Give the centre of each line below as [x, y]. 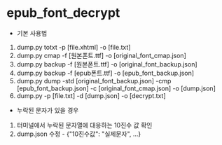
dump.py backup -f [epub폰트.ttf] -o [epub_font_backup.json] [105, 73]
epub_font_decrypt [63, 13]
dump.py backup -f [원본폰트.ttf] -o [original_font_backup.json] [107, 64]
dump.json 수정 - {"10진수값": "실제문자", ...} [79, 134]
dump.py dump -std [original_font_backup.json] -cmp [94, 81]
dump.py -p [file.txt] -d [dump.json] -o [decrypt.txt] [91, 95]
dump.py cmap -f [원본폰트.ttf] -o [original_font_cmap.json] [101, 55]
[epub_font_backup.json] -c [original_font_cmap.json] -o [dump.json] [116, 88]
